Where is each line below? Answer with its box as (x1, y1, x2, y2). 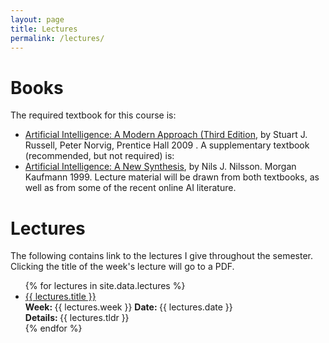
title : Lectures (10, 24, 78, 34)
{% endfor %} (24, 322, 83, 335)
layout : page (10, 14, 65, 25)
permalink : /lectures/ (10, 33, 105, 43)
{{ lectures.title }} (24, 291, 97, 303)
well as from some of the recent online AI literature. (24, 182, 237, 194)
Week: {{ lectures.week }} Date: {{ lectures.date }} (24, 301, 233, 313)
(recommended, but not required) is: (24, 150, 175, 162)
